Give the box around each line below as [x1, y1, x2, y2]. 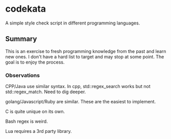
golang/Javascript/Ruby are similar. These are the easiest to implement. [5, 99, 156, 105]
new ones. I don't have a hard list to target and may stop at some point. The [5, 53, 164, 60]
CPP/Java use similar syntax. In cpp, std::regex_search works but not [5, 84, 151, 90]
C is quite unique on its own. [5, 108, 65, 115]
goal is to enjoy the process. [5, 59, 65, 65]
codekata [5, 3, 46, 15]
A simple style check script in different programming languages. [5, 20, 140, 26]
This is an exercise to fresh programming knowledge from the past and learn [5, 48, 166, 54]
